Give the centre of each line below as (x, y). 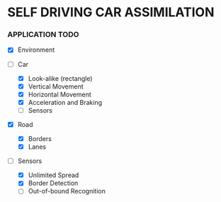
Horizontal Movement (60, 94)
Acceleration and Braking (65, 102)
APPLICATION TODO (43, 35)
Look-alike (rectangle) (61, 78)
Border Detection (53, 183)
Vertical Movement (56, 86)
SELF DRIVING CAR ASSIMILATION (111, 12)
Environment (36, 50)
